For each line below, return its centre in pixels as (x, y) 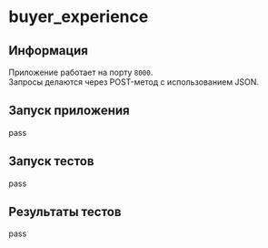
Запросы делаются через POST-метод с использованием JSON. (134, 82)
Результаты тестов (65, 212)
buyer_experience (79, 17)
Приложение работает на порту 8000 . (81, 72)
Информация (48, 51)
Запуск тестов (51, 161)
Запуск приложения (69, 111)
